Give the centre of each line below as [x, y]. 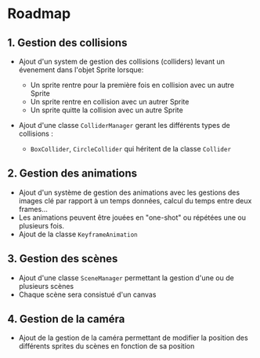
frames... [33, 209]
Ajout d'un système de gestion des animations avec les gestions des [129, 192]
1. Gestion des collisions [67, 43]
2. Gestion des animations [72, 174]
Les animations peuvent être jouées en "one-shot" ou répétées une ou [132, 217]
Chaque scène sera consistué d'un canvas [87, 294]
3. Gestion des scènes [63, 259]
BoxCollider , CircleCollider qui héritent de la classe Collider [131, 149]
